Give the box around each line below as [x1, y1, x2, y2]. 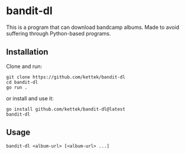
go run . [6, 84, 28, 90]
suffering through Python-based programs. [6, 30, 111, 37]
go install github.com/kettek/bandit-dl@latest [6, 106, 126, 112]
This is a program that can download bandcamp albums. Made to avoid [6, 24, 180, 31]
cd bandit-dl [6, 79, 38, 85]
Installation [6, 47, 48, 57]
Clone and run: [6, 63, 43, 70]
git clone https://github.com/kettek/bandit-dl [6, 74, 126, 80]
